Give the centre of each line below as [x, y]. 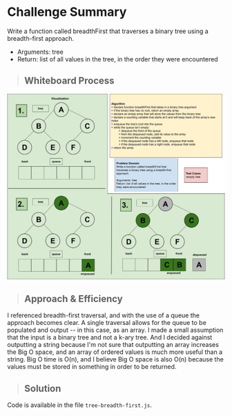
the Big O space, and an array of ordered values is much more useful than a [115, 352]
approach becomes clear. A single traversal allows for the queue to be [107, 323]
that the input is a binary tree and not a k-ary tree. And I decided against [110, 337]
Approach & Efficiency [73, 298]
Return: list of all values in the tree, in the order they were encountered [118, 59]
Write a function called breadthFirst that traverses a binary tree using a [108, 31]
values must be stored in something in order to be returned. [92, 367]
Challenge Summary [67, 12]
